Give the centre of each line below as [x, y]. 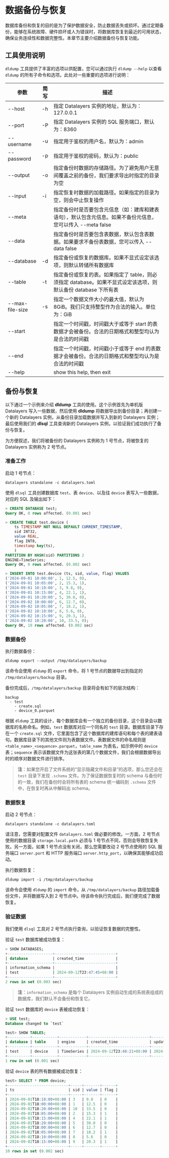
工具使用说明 [25, 55]
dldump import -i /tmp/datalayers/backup [49, 880]
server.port [32, 854]
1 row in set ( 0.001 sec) [32, 1061]
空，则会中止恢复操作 [79, 200]
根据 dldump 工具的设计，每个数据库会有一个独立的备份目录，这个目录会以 [81, 721]
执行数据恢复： [21, 870]
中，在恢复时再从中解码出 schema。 [55, 788]
